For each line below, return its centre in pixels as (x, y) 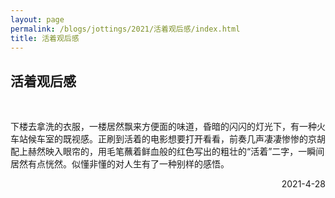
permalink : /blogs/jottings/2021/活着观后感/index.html (125, 29)
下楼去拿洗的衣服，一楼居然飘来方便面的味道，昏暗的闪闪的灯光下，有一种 (163, 127)
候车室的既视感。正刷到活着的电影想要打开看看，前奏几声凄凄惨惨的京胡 (176, 139)
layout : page (37, 19)
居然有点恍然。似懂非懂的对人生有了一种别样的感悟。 (120, 164)
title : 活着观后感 (45, 38)
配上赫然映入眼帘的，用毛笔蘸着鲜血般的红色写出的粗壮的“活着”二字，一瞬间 (167, 152)
